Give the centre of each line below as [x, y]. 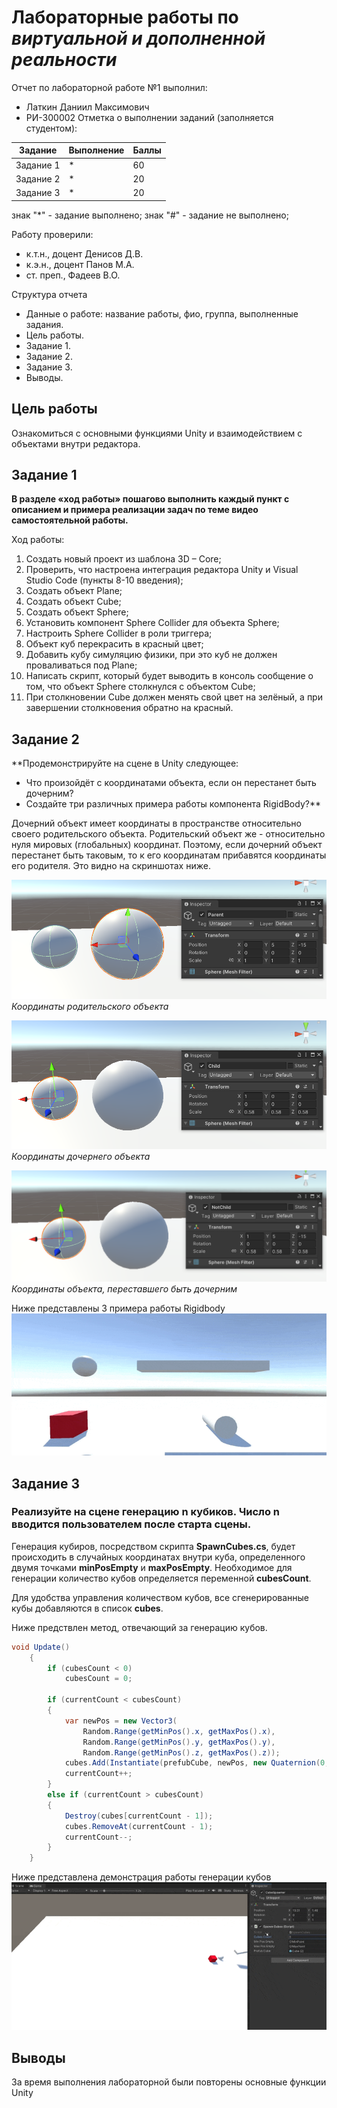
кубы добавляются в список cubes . [87, 1608]
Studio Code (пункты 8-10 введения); [104, 580]
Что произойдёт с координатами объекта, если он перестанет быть [171, 783]
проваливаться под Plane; [81, 665]
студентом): [51, 128]
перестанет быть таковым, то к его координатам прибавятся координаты [169, 855]
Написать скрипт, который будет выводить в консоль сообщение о [169, 676]
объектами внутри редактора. [76, 443]
